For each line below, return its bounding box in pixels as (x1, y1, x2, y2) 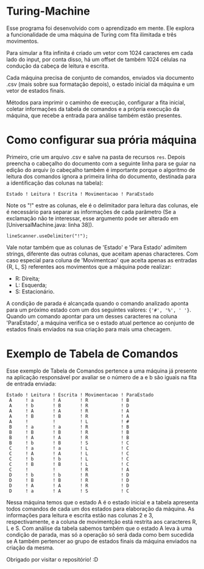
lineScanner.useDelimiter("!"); (6, 233, 88, 239)
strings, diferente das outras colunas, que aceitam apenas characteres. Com (6, 250, 199, 257)
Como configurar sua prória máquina (6, 133, 197, 147)
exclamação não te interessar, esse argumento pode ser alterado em (6, 215, 178, 222)
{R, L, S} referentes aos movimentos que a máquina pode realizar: (6, 263, 172, 270)
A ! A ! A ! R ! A (9, 407, 130, 414)
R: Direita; (15, 274, 40, 282)
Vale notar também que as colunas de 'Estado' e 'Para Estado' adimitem (6, 243, 187, 251)
